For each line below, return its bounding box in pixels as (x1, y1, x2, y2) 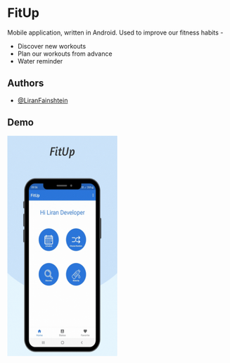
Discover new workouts (17, 42, 87, 50)
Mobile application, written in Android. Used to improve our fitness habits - (7, 28, 224, 37)
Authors (7, 78, 44, 90)
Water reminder (17, 56, 63, 65)
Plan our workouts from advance (17, 49, 113, 58)
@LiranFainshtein (17, 96, 68, 104)
